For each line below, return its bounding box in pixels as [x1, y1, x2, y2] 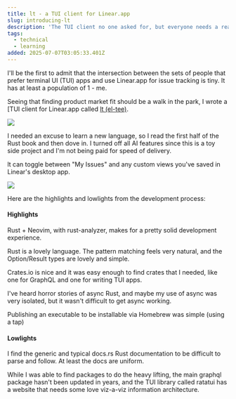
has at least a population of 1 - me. [7, 84, 107, 92]
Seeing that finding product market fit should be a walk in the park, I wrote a [7, 97, 228, 105]
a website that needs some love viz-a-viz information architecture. [7, 386, 200, 394]
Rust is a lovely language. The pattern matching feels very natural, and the [7, 247, 223, 256]
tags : [7, 30, 23, 37]
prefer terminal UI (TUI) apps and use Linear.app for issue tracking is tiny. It [7, 76, 225, 84]
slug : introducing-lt [7, 17, 71, 24]
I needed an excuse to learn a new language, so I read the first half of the [7, 131, 219, 140]
